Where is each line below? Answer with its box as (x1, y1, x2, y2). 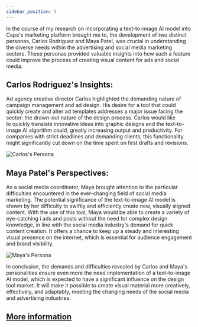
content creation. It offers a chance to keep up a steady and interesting (6, 228, 179, 235)
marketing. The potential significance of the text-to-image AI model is (6, 196, 176, 203)
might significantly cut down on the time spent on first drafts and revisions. (6, 140, 189, 147)
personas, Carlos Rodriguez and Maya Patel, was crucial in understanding (6, 37, 186, 44)
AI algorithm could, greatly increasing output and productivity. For (22, 127, 183, 134)
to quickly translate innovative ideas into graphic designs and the (6, 121, 164, 128)
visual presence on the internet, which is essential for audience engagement (6, 234, 192, 241)
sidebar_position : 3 (6, 8, 57, 15)
